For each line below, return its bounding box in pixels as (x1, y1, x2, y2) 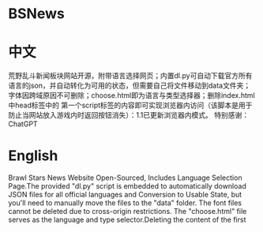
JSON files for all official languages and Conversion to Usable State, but (8, 190, 242, 200)
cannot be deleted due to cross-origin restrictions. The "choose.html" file (8, 207, 247, 216)
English (8, 147, 58, 165)
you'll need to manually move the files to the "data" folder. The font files (8, 198, 242, 208)
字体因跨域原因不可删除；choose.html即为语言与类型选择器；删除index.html (8, 91, 255, 100)
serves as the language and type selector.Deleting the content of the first (8, 215, 246, 225)
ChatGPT (8, 119, 38, 129)
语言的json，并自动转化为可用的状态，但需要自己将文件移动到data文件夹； (8, 80, 251, 91)
